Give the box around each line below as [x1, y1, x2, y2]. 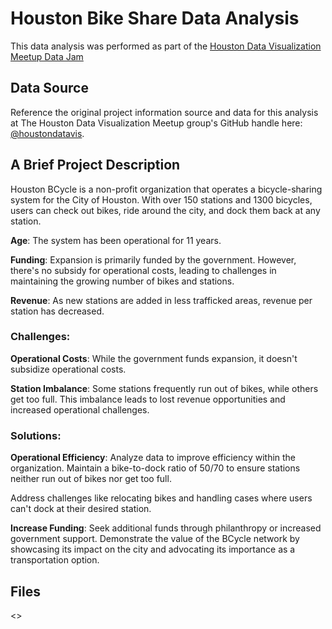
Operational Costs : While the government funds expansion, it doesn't [10, 352, 298, 364]
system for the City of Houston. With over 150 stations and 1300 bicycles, [10, 193, 313, 206]
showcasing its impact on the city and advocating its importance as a [10, 543, 296, 556]
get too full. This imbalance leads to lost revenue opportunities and [10, 393, 286, 405]
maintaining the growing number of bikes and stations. [10, 275, 235, 287]
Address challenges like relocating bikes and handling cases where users [10, 492, 313, 504]
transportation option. [10, 554, 100, 566]
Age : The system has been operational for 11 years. [10, 234, 222, 246]
